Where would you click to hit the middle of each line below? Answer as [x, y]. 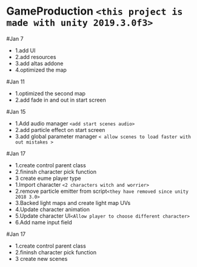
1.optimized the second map [50, 93]
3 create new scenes [41, 258]
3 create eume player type [48, 178]
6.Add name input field [44, 222]
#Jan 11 [16, 81]
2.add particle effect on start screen [60, 130]
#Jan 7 [15, 38]
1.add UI [25, 50]
